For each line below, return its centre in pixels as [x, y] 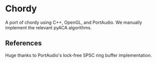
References [23, 43]
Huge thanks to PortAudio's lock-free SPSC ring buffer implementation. [78, 55]
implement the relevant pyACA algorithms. [48, 27]
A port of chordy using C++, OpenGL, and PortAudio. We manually [74, 22]
